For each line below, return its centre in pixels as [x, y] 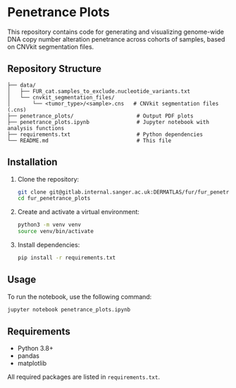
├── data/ [22, 85]
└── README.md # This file [89, 140]
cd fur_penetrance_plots [54, 199]
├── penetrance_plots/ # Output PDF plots [100, 116]
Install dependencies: [49, 245]
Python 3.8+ [36, 349]
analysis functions [36, 128]
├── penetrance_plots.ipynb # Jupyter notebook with [108, 122]
